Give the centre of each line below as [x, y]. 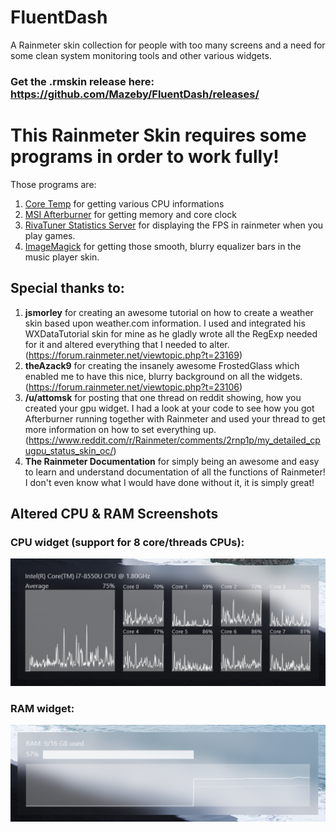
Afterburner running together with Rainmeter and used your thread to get [175, 418]
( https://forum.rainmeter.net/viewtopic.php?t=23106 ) [133, 387]
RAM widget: [42, 708]
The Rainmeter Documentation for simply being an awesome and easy [172, 461]
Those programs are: [53, 184]
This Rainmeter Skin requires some [158, 135]
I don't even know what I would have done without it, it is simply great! [169, 482]
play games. [50, 235]
